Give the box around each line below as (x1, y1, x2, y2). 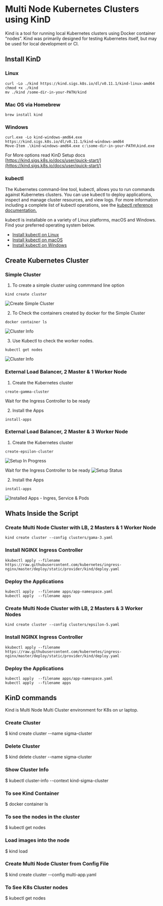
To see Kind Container (5, 790, 59, 796)
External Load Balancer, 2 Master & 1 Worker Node (5, 369, 127, 376)
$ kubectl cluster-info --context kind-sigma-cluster (5, 777, 109, 783)
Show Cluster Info (5, 766, 49, 773)
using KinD (5, 14, 51, 25)
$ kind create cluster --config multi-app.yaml (5, 871, 97, 877)
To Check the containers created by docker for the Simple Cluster (12, 310, 146, 316)
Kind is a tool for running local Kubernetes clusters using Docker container (5, 30, 156, 36)
